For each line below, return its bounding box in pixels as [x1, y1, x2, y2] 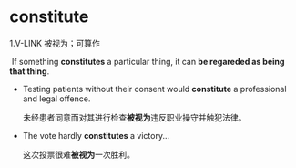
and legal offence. [22, 93, 91, 104]
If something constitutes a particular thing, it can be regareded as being [11, 56, 285, 67]
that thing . [9, 66, 50, 77]
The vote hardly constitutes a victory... [22, 130, 170, 141]
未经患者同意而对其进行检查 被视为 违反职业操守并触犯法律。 [22, 111, 247, 122]
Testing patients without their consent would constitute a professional [22, 83, 287, 94]
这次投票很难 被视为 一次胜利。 [22, 149, 135, 160]
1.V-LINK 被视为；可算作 [9, 37, 100, 48]
